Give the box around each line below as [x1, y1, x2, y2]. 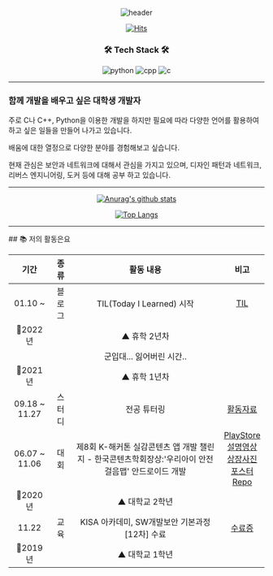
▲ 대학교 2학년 [117, 496, 173, 507]
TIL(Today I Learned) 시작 [96, 297, 195, 309]
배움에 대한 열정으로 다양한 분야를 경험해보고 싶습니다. [8, 142, 180, 152]
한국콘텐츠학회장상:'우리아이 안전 [94, 453, 214, 465]
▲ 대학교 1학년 [117, 548, 173, 560]
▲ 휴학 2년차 [121, 330, 170, 341]
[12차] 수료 [124, 528, 167, 539]
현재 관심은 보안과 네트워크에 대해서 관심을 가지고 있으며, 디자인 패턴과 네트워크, [8, 159, 262, 170]
